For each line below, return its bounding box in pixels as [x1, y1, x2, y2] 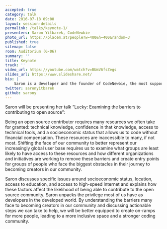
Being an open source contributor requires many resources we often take [5, 119, 156, 125]
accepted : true [5, 7, 37, 12]
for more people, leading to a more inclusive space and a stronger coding [5, 213, 156, 219]
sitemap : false [5, 44, 37, 49]
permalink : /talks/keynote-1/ [5, 26, 68, 31]
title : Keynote [5, 58, 37, 63]
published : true [5, 40, 39, 45]
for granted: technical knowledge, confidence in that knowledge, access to [5, 124, 159, 130]
